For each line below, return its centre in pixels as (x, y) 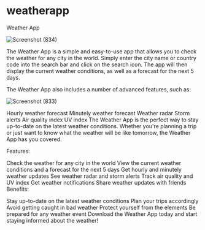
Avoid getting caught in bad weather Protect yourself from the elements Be (101, 207)
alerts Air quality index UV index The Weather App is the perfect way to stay (102, 120)
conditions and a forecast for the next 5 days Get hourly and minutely (94, 169)
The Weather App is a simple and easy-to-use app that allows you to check (102, 51)
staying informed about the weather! (52, 220)
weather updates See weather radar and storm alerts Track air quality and (100, 176)
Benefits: (18, 189)
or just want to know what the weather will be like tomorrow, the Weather (99, 132)
